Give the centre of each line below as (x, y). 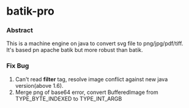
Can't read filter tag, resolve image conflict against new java (91, 79)
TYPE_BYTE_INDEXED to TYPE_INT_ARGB (69, 98)
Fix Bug (18, 66)
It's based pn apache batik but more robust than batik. (75, 50)
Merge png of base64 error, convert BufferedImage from (87, 92)
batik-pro (31, 11)
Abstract (20, 31)
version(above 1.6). (39, 85)
